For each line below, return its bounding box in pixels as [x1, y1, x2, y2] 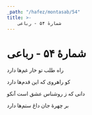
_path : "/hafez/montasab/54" [7, 9, 80, 15]
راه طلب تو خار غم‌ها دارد [7, 66, 64, 74]
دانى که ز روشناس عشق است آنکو [7, 90, 85, 97]
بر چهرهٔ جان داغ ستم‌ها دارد [7, 102, 69, 110]
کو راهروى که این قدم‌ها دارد [7, 78, 71, 86]
